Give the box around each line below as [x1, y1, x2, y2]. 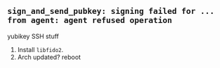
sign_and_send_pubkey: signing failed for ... [7, 6, 215, 17]
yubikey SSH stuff [7, 32, 60, 40]
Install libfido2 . [17, 45, 64, 53]
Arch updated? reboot [17, 53, 81, 61]
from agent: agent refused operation [7, 15, 172, 26]
